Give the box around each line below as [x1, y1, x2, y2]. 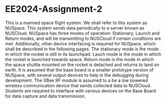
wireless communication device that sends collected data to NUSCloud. [5, 82, 152, 88]
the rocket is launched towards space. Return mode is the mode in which [5, 56, 154, 62]
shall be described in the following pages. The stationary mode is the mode [5, 46, 159, 52]
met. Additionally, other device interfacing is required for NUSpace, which [5, 40, 156, 46]
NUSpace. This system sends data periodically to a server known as [5, 25, 145, 31]
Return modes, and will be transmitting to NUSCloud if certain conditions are [5, 35, 161, 41]
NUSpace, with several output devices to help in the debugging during [5, 72, 149, 78]
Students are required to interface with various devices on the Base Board [5, 88, 156, 94]
